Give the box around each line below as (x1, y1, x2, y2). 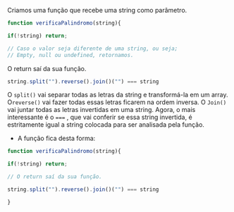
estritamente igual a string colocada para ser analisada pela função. (7, 120, 204, 129)
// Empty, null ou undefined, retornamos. (7, 51, 134, 58)
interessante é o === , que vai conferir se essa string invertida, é (7, 113, 192, 122)
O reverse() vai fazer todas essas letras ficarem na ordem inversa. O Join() (7, 98, 227, 106)
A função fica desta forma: (17, 134, 96, 143)
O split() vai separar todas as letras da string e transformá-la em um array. (7, 91, 228, 99)
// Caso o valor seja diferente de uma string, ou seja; (7, 45, 178, 52)
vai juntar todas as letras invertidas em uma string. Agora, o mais (7, 106, 196, 114)
